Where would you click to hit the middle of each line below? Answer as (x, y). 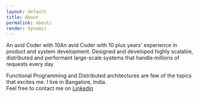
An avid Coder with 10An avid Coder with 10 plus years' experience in (92, 45)
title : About (22, 17)
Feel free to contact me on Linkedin (50, 88)
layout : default (26, 12)
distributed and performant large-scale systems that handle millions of (93, 58)
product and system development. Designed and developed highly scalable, (100, 52)
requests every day (30, 64)
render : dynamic (26, 28)
